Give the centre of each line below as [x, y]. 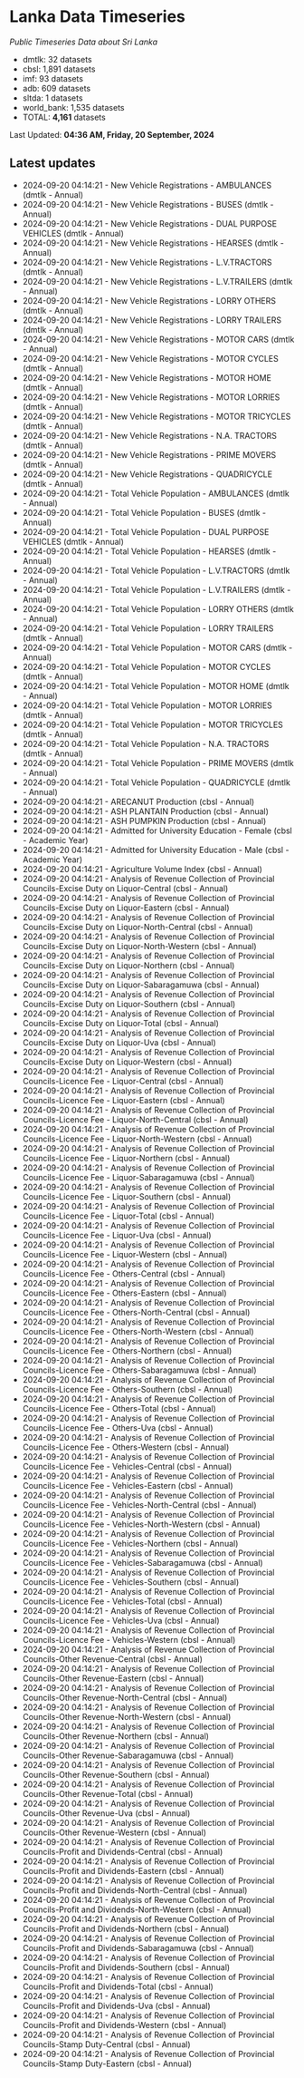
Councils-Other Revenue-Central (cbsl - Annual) [113, 1659]
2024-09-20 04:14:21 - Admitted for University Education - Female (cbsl [157, 830]
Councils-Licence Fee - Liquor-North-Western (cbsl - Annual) [137, 1139]
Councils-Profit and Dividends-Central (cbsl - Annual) [123, 1851]
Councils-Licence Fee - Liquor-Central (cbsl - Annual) [123, 1081]
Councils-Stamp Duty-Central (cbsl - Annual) [106, 2044]
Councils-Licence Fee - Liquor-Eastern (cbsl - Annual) [123, 1100]
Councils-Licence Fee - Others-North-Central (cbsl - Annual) [136, 1312]
